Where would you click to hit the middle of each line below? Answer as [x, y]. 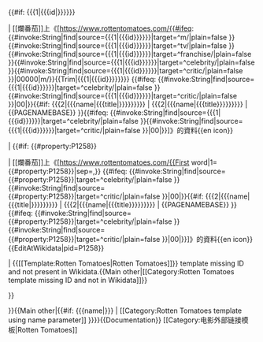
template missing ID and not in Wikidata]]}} [78, 280]
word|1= [204, 162]
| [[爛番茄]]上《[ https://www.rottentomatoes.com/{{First [99, 162]
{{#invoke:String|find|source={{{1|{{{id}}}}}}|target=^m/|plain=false [118, 37]
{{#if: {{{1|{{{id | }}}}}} [42, 12]
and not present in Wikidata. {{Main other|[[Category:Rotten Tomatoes [121, 271]
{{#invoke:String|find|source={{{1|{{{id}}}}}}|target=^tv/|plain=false [117, 46]
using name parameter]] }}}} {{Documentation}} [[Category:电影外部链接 [125, 320]
